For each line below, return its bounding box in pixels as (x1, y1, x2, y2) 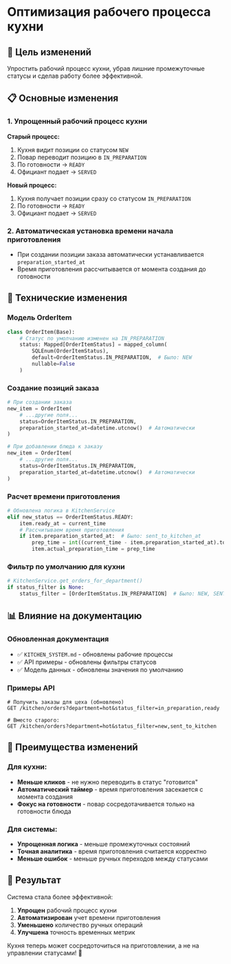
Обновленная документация (7, 634, 109, 644)
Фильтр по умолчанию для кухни (7, 562, 125, 572)
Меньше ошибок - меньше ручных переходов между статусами (16, 855, 208, 863)
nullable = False (32, 361, 76, 368)
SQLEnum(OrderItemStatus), (32, 348, 109, 355)
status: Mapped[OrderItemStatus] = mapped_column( (19, 342, 168, 348)
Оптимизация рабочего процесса (7, 4, 211, 20)
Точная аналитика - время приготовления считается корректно (16, 847, 207, 855)
